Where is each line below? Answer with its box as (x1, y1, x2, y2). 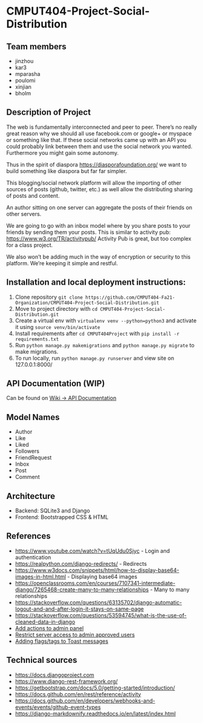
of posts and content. (6, 192, 60, 199)
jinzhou (15, 58, 34, 64)
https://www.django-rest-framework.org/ (15, 677, 118, 685)
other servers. (6, 210, 42, 217)
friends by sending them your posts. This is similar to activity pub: (6, 228, 171, 236)
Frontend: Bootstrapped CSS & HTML (15, 514, 109, 521)
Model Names (6, 412, 60, 423)
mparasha (15, 70, 41, 77)
